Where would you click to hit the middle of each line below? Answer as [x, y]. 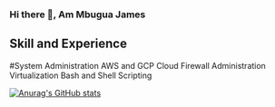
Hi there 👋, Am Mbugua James [78, 15]
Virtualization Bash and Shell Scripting [81, 75]
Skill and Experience [68, 44]
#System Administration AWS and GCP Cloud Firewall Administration [137, 65]
